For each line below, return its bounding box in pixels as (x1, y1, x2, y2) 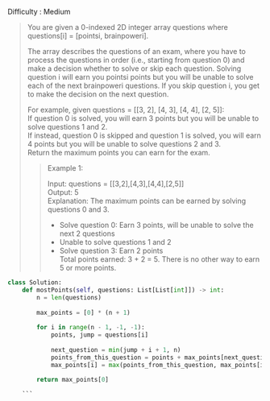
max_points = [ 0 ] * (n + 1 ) (36, 308, 131, 316)
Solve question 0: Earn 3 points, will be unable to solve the (59, 221, 255, 229)
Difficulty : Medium (7, 7, 71, 16)
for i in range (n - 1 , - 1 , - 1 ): (36, 324, 146, 332)
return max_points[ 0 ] (36, 376, 110, 384)
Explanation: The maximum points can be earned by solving (47, 196, 247, 205)
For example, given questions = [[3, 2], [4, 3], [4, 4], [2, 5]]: (27, 105, 225, 114)
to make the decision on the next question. (27, 89, 169, 99)
